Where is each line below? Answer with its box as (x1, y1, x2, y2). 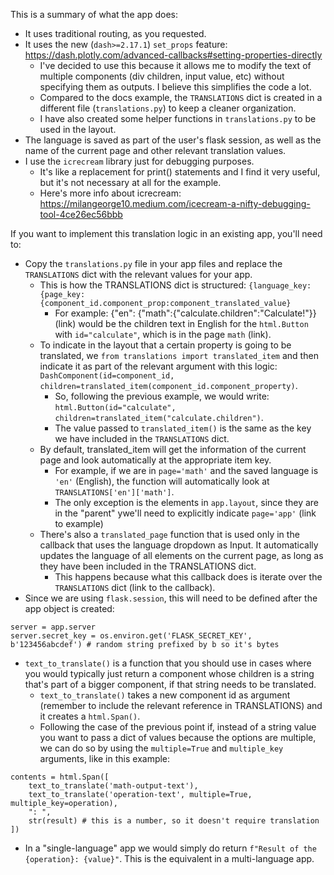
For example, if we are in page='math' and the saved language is (54, 465, 319, 476)
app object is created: (24, 603, 115, 614)
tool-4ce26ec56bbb (39, 209, 123, 220)
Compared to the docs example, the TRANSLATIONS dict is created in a (39, 92, 323, 103)
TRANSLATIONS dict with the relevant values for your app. (24, 269, 253, 280)
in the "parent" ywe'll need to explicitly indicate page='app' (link (54, 507, 317, 519)
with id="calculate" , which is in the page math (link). (54, 329, 272, 340)
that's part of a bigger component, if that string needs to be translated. (24, 679, 317, 690)
